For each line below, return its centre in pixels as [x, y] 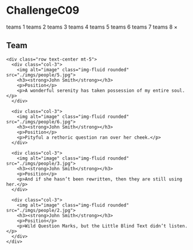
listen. [178, 226]
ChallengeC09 [43, 10]
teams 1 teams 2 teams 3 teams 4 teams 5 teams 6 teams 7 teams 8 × [92, 27]
